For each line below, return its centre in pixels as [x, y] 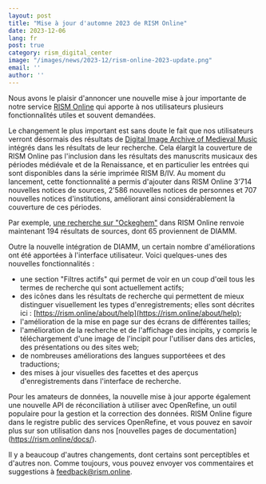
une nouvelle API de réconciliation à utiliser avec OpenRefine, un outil [123, 405]
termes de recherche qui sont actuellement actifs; [102, 287]
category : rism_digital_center [60, 53]
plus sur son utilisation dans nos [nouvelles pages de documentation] [123, 430]
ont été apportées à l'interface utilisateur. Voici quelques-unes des [118, 255]
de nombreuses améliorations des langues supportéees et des [123, 355]
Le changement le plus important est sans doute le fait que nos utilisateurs [131, 130]
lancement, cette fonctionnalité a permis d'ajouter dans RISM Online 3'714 [130, 182]
